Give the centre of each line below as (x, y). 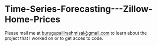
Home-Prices (32, 19)
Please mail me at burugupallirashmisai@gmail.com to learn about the (76, 33)
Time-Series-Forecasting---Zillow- (79, 9)
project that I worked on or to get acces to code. (54, 38)
